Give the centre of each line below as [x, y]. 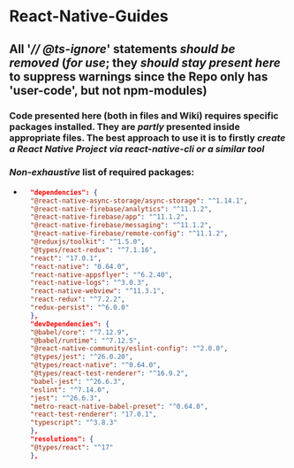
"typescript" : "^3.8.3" [74, 423]
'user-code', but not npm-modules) [108, 90]
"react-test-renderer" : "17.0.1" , [94, 414]
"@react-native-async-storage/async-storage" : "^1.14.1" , [139, 201]
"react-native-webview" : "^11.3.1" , [98, 291]
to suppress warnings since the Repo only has [139, 77]
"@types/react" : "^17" [72, 447]
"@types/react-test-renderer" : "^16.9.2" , [109, 373]
